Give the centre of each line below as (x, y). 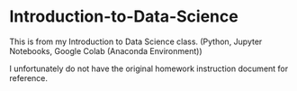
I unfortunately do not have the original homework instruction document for (149, 68)
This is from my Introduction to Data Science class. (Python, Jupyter (136, 41)
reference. (28, 77)
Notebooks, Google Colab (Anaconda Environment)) (106, 50)
